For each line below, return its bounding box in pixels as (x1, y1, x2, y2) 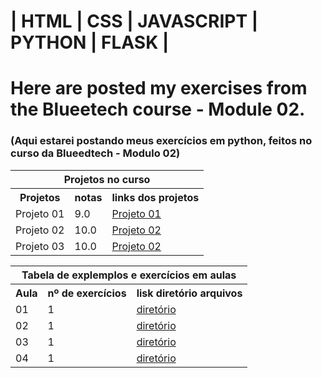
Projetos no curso (63, 172, 151, 186)
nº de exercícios (47, 286, 127, 300)
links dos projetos (111, 190, 200, 204)
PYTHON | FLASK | (10, 31, 170, 54)
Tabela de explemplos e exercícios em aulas (21, 268, 237, 282)
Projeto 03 (15, 239, 65, 253)
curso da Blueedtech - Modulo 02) (10, 146, 181, 160)
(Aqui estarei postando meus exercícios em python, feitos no (10, 134, 313, 148)
